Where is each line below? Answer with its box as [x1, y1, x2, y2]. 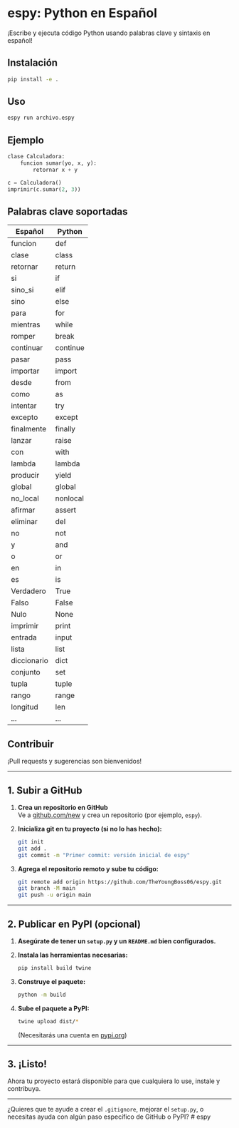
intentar [11, 401, 37, 411]
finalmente [11, 424, 47, 434]
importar [11, 366, 40, 376]
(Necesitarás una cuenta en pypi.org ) [17, 1030, 127, 1039]
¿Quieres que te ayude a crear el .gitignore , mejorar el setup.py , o [7, 1105, 204, 1114]
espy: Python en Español [7, 5, 158, 21]
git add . [17, 845, 48, 852]
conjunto [11, 667, 41, 677]
